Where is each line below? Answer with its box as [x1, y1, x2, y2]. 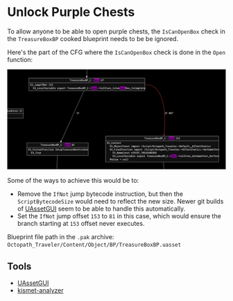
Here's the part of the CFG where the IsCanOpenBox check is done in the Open [7, 48, 226, 56]
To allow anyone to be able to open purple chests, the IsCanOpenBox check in [7, 27, 225, 35]
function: [7, 55, 33, 63]
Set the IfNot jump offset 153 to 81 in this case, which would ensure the [17, 212, 222, 220]
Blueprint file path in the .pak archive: [7, 233, 114, 241]
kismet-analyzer [17, 286, 64, 295]
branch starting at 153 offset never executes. [17, 220, 145, 228]
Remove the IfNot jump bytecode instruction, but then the [17, 190, 184, 198]
